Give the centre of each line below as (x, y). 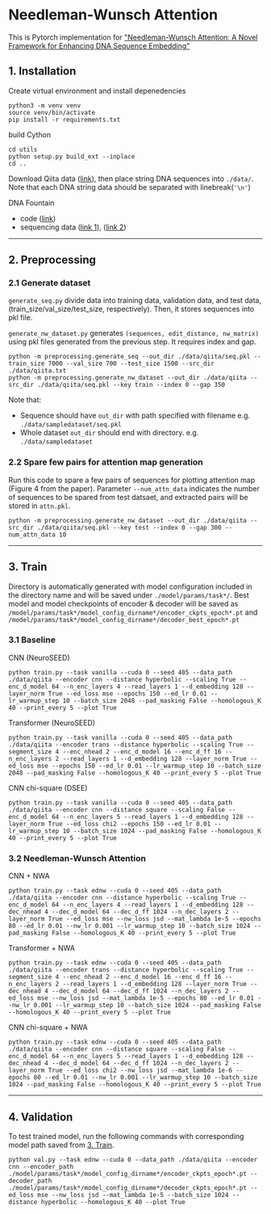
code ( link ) (38, 218)
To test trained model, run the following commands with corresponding (126, 1136)
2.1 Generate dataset (50, 283)
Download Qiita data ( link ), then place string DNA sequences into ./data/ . (131, 179)
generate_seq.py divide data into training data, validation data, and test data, (135, 300)
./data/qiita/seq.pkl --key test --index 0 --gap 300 (129, 527)
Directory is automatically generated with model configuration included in (130, 586)
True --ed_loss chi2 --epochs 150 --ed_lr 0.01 (129, 824)
